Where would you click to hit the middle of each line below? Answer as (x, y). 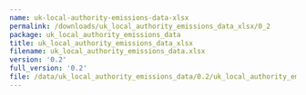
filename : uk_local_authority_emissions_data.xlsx (107, 52)
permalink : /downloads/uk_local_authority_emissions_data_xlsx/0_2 (140, 26)
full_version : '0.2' (49, 69)
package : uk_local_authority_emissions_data (95, 34)
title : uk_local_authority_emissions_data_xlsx (102, 43)
